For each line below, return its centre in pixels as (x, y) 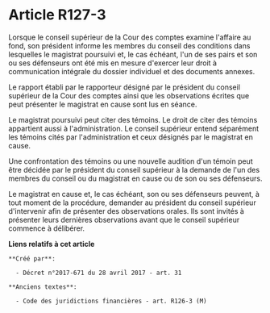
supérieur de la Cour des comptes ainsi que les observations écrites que (129, 95)
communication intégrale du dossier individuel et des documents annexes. (132, 71)
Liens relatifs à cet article (52, 244)
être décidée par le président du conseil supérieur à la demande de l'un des (134, 169)
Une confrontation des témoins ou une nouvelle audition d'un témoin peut (131, 161)
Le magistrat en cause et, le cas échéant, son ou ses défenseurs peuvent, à (134, 194)
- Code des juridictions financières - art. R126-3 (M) (111, 301)
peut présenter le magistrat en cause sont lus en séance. (103, 104)
